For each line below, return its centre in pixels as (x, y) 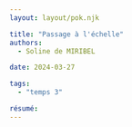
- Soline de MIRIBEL (56, 51)
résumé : (24, 109)
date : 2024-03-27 (42, 68)
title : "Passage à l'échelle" (67, 34)
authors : (26, 43)
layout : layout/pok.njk (55, 18)
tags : (20, 84)
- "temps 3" (41, 93)
